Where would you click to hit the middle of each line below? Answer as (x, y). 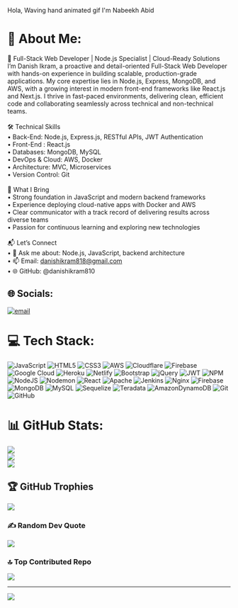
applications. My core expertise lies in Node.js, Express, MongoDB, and (112, 81)
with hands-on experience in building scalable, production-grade (102, 73)
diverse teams (28, 220)
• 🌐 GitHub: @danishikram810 (51, 271)
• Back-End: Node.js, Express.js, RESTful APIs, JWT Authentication (105, 137)
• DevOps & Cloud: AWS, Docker (55, 159)
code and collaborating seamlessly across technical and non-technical (110, 103)
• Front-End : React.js (39, 144)
